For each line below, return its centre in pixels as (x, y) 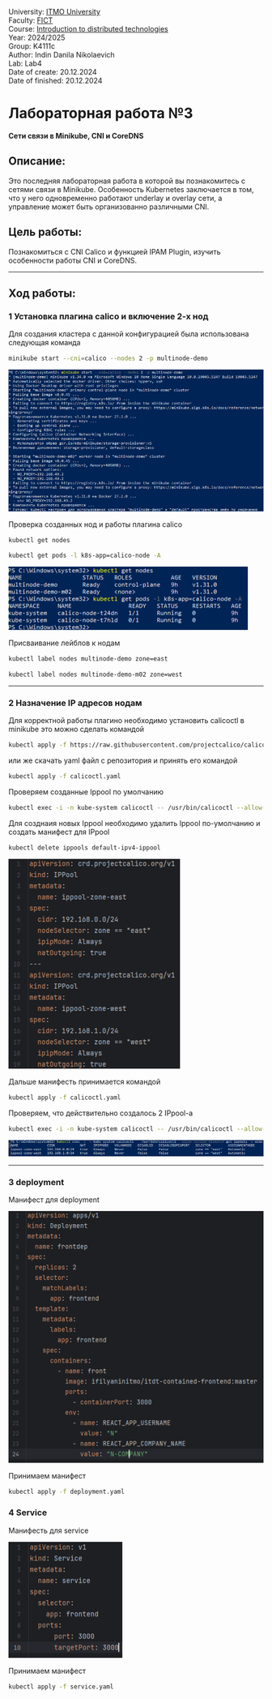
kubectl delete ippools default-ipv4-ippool (85, 847)
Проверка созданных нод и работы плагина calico (96, 524)
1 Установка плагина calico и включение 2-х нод (108, 316)
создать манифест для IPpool (59, 832)
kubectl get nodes (39, 540)
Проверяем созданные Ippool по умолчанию (86, 792)
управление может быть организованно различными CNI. (109, 207)
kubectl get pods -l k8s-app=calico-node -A (85, 556)
